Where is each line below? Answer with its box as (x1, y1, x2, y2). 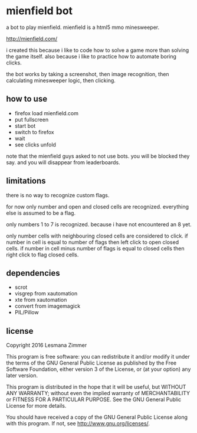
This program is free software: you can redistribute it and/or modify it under (6, 353, 190, 360)
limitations (6, 176, 46, 186)
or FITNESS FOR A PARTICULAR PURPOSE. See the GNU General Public (6, 396, 182, 403)
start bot (14, 122, 36, 129)
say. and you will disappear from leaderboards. (6, 158, 120, 166)
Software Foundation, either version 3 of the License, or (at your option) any (6, 366, 191, 373)
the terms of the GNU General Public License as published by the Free (6, 359, 177, 367)
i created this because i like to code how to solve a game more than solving (6, 46, 189, 54)
